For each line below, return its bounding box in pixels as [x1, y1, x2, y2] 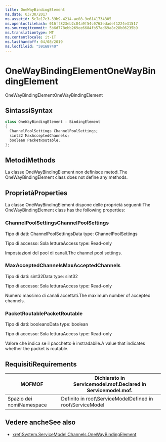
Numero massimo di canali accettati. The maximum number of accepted [5, 292, 151, 298]
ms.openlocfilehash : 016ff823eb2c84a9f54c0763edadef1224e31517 [5, 21, 138, 26]
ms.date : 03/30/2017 [5, 12, 48, 17]
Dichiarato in [94, 374, 125, 381]
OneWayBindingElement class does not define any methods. [5, 174, 128, 180]
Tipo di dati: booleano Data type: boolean [5, 321, 88, 327]
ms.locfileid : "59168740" [5, 44, 58, 49]
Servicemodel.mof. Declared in [73, 381, 147, 388]
